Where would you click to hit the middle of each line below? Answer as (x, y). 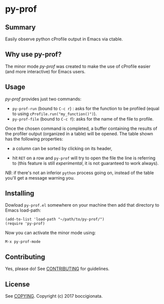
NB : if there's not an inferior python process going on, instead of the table (80, 173)
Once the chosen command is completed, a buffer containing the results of (81, 128)
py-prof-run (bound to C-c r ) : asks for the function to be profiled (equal (86, 108)
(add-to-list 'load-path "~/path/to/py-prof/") (55, 219)
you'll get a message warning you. (40, 178)
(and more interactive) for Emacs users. (45, 71)
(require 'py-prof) (25, 224)
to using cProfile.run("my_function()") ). (54, 114)
